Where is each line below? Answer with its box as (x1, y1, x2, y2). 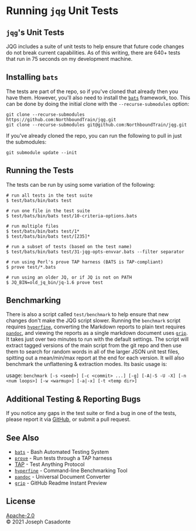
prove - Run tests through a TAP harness (14, 455, 112, 462)
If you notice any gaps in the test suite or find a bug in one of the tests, (6, 410, 177, 417)
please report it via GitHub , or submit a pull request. (6, 416, 131, 423)
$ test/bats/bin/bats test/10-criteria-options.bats (6, 213, 137, 219)
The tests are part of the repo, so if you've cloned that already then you (6, 88, 178, 95)
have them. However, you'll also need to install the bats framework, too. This (6, 94, 191, 101)
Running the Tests (6, 166, 74, 176)
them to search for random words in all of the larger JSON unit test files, (6, 348, 180, 355)
